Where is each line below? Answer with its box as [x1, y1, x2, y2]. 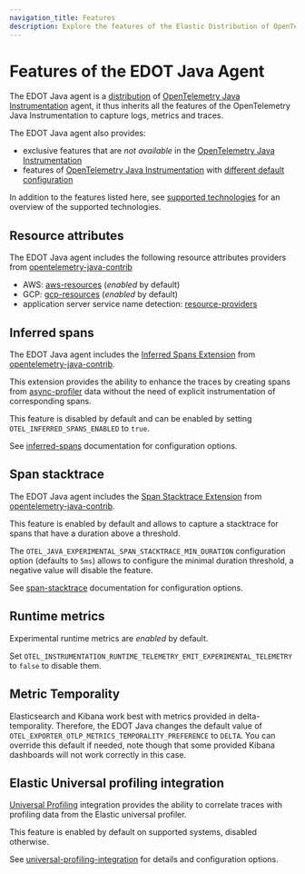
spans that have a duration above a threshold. [9, 528, 181, 539]
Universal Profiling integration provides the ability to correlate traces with [9, 800, 283, 810]
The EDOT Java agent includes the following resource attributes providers [9, 252, 287, 263]
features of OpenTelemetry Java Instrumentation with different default [22, 164, 285, 175]
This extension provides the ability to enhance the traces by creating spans [9, 376, 290, 387]
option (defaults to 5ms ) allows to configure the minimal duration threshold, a [9, 555, 294, 566]
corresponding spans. [9, 396, 93, 407]
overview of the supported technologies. [9, 202, 162, 213]
